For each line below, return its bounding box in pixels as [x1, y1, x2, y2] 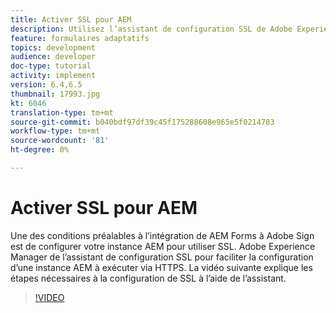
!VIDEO [34, 291, 65, 303]
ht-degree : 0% [10, 145, 70, 155]
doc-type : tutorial [10, 61, 92, 71]
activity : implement [10, 71, 97, 81]
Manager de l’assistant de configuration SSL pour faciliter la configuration [10, 251, 314, 263]
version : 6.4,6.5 [10, 80, 83, 90]
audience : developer [10, 52, 97, 62]
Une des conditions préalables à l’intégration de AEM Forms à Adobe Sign [10, 229, 315, 241]
